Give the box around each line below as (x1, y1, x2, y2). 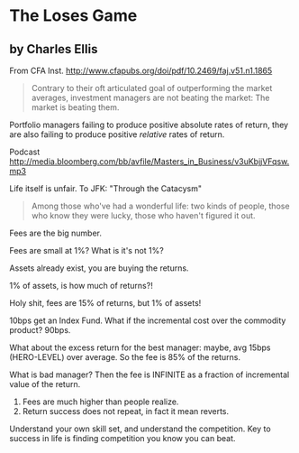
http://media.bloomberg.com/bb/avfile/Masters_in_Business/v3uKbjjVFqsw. (9, 156, 290, 167)
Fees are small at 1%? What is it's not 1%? (9, 245, 164, 255)
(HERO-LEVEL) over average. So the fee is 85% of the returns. (9, 352, 241, 362)
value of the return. (9, 379, 81, 389)
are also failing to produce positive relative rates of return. (9, 129, 225, 140)
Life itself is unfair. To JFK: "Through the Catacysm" (9, 183, 203, 194)
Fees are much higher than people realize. (22, 396, 179, 407)
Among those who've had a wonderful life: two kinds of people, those (31, 200, 290, 211)
